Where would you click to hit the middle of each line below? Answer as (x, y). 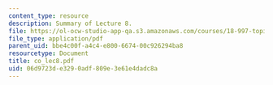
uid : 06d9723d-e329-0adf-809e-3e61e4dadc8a (83, 69)
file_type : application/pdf (56, 38)
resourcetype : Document (49, 53)
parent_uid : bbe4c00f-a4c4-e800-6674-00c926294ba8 (96, 46)
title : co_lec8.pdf (41, 62)
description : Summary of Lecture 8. (70, 23)
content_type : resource (49, 16)
